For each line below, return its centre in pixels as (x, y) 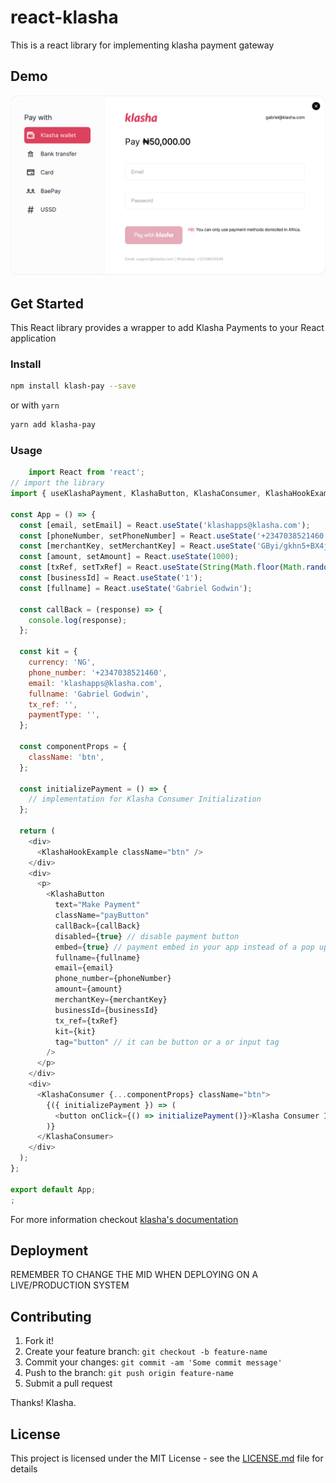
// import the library (57, 483)
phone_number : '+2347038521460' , (98, 672)
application (33, 338)
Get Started (47, 303)
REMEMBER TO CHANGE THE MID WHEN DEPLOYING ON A (134, 1275)
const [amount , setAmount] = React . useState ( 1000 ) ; (129, 557)
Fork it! (39, 1341)
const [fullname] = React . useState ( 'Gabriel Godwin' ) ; (136, 588)
